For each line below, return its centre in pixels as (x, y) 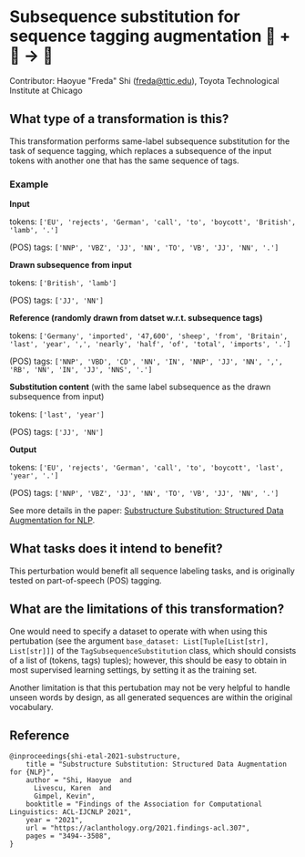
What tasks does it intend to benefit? (116, 549)
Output (23, 449)
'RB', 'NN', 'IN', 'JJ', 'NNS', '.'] (81, 370)
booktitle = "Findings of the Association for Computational (144, 804)
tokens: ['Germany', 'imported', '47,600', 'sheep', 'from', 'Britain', (149, 336)
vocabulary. (31, 707)
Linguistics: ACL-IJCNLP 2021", (71, 812)
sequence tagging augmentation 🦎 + (150, 36)
